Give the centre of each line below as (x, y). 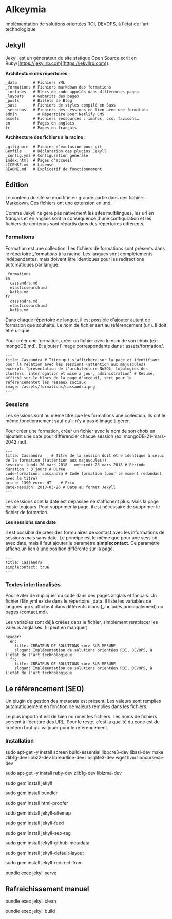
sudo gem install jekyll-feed (35, 823)
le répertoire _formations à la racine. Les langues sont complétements (79, 254)
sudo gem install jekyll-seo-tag (38, 833)
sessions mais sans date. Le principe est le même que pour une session (81, 538)
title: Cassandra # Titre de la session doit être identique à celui (85, 456)
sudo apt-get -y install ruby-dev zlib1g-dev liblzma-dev (64, 773)
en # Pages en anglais (40, 123)
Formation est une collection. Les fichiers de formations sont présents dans (85, 248)
